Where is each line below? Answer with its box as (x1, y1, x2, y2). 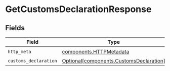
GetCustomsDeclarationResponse (5, 4, 152, 15)
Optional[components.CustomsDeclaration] (62, 57, 166, 64)
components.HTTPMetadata (62, 48, 130, 55)
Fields (5, 24, 25, 32)
